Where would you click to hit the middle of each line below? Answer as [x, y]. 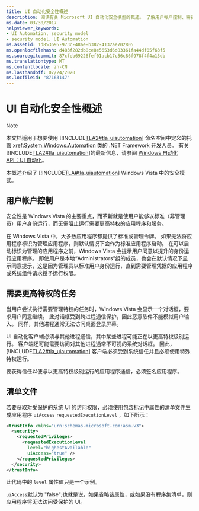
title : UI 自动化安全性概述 [37, 12]
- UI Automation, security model [47, 34]
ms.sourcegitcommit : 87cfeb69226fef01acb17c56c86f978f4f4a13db [86, 56]
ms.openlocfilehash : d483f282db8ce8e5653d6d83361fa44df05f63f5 [86, 50]
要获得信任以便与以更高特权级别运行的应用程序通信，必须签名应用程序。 [94, 371]
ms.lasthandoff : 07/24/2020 [41, 72]
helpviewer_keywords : [33, 28]
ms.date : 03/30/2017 [32, 23]
